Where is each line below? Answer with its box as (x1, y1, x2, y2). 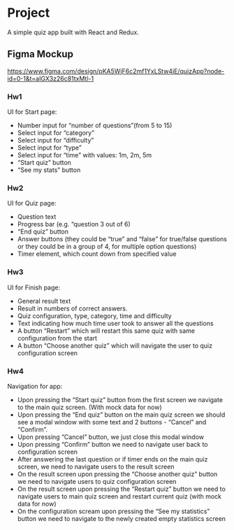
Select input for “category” (17, 129, 95, 137)
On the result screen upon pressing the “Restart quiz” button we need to (17, 485, 226, 493)
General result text (17, 296, 71, 305)
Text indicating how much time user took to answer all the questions (17, 319, 214, 327)
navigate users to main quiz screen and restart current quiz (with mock (17, 492, 222, 501)
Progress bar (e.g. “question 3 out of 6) (17, 220, 131, 229)
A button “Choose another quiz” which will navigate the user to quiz (17, 341, 213, 350)
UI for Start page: (7, 108, 57, 116)
